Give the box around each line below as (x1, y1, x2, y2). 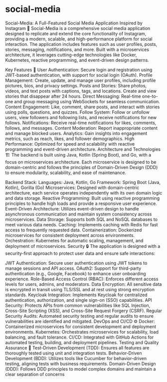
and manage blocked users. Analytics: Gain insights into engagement (5, 130, 148, 136)
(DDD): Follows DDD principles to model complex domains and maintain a (5, 366, 156, 372)
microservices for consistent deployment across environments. (5, 232, 135, 238)
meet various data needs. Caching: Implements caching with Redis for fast (5, 221, 158, 227)
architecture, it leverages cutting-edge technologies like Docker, (5, 51, 137, 58)
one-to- (142, 93, 158, 99)
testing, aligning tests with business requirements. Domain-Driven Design (5, 361, 156, 367)
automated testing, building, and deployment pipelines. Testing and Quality (5, 339, 159, 345)
